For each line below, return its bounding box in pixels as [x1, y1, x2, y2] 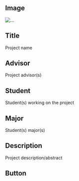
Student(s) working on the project [5, 100, 75, 106]
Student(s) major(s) [5, 127, 45, 133]
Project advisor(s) [5, 72, 42, 78]
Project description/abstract [5, 155, 63, 161]
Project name [5, 45, 33, 51]
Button [5, 169, 26, 178]
